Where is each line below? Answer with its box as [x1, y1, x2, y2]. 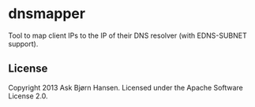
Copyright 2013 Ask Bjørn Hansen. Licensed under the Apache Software [8, 83, 243, 92]
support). [8, 39, 39, 48]
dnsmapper [8, 5, 85, 23]
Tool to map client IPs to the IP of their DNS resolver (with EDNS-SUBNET [8, 31, 247, 40]
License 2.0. [8, 91, 48, 101]
